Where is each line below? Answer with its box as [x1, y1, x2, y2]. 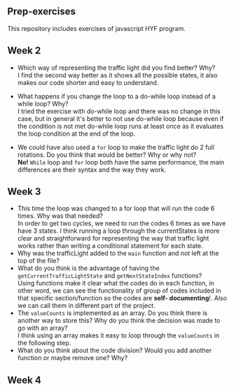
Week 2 [7, 45, 41, 57]
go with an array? [17, 323, 68, 333]
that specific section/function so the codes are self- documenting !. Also [17, 294, 228, 302]
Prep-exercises [7, 6, 76, 18]
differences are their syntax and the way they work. [17, 165, 167, 174]
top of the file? [17, 257, 60, 265]
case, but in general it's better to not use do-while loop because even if [17, 114, 224, 122]
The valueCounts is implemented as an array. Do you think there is [17, 309, 208, 317]
